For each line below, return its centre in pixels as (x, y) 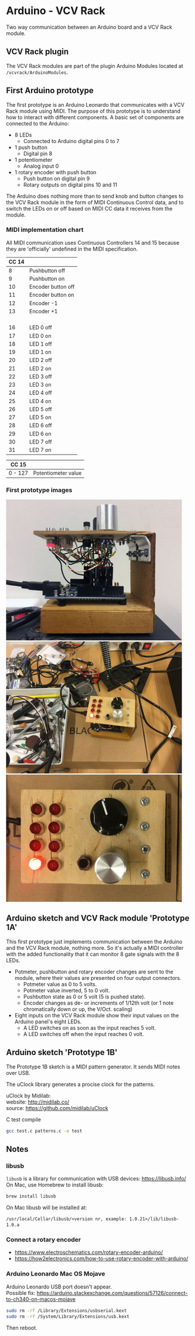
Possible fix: (21, 1293)
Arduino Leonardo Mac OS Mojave (56, 1274)
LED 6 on (40, 434)
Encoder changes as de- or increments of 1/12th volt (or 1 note (98, 1003)
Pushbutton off (47, 270)
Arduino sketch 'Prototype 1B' (62, 1052)
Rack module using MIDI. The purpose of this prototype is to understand (93, 111)
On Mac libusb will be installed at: (47, 1208)
